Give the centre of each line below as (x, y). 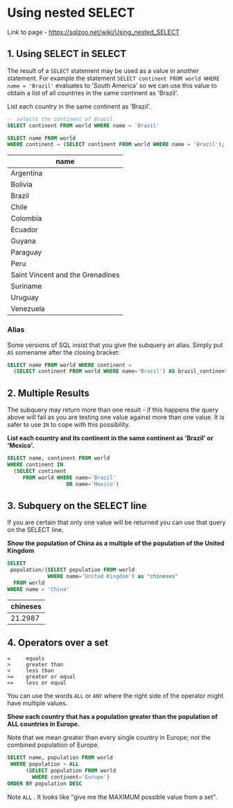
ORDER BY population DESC (44, 784)
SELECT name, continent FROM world (59, 458)
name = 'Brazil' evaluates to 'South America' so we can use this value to (112, 86)
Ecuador (24, 229)
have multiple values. (37, 703)
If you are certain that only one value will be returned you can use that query (116, 522)
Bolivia (21, 184)
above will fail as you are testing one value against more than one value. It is (116, 417)
